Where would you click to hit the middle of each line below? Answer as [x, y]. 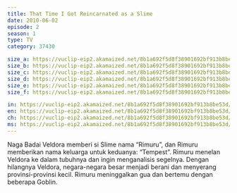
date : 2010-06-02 [33, 20]
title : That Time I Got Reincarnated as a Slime [80, 14]
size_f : [19, 92]
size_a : [19, 60]
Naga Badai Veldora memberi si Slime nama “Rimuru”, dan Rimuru [103, 144]
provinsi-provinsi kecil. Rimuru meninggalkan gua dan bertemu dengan [110, 174]
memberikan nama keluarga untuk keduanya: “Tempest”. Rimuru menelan [114, 151]
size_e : [19, 85]
